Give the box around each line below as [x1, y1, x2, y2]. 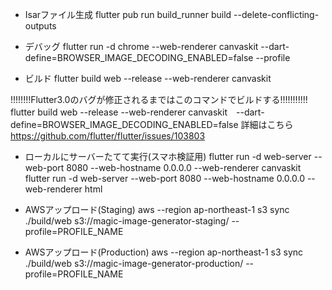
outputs [24, 20, 57, 32]
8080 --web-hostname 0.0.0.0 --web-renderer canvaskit [66, 162, 302, 173]
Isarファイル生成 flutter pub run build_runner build [24, 9, 232, 20]
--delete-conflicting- [233, 9, 320, 20]
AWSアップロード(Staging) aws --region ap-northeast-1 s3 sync [24, 204, 290, 215]
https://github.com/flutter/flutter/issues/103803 [10, 130, 206, 142]
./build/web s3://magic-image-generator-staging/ [24, 215, 230, 227]
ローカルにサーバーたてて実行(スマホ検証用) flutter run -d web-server [24, 151, 312, 162]
